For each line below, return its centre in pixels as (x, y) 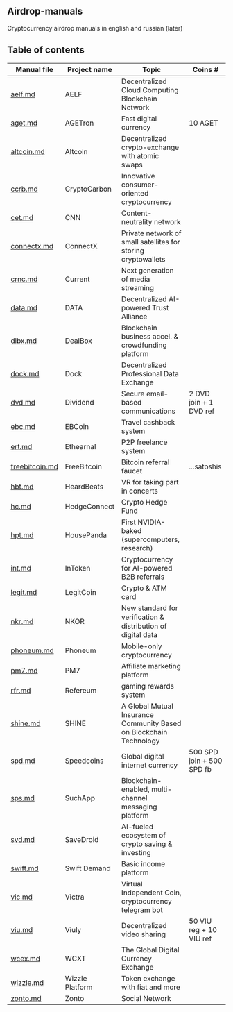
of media (136, 279)
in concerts (139, 491)
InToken (78, 568)
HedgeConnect (90, 506)
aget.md (24, 123)
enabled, (136, 789)
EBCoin (77, 426)
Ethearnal (80, 446)
